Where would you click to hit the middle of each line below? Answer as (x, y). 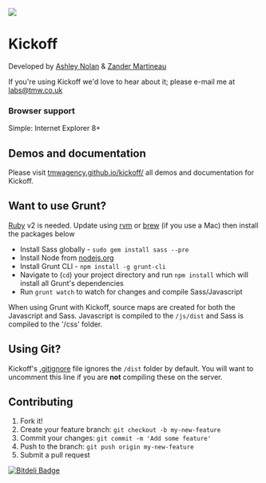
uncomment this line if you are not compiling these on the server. (115, 377)
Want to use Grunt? (58, 206)
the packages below (42, 234)
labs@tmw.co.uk (36, 90)
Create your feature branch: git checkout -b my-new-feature (120, 430)
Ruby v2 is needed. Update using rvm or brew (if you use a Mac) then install (133, 225)
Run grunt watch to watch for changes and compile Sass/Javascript (131, 291)
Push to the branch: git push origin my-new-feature (107, 446)
